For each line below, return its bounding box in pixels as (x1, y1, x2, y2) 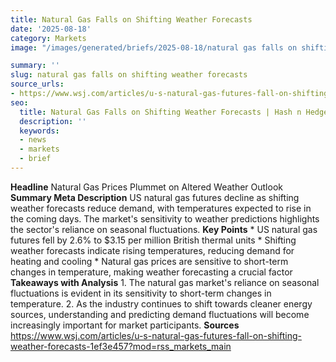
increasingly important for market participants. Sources (10, 319, 240, 331)
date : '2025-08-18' (10, 24, 92, 34)
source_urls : (10, 79, 65, 90)
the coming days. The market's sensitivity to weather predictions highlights (10, 212, 320, 225)
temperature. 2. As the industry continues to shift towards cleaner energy (10, 297, 313, 310)
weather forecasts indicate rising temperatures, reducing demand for (10, 244, 295, 256)
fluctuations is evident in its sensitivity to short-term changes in (10, 287, 272, 299)
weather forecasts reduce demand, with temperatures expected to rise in (10, 202, 312, 214)
